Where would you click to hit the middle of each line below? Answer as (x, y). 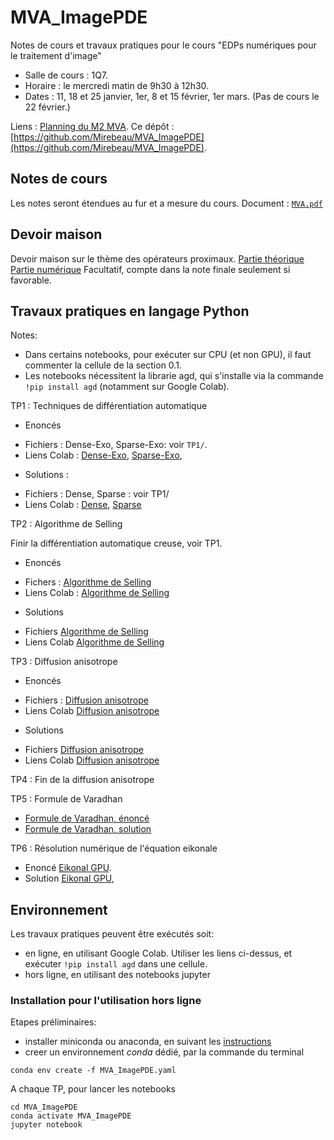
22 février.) (47, 107)
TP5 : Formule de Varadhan (66, 799)
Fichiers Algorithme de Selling (86, 632)
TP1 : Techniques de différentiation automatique (109, 406)
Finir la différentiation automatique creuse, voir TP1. (116, 543)
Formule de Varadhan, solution (88, 829)
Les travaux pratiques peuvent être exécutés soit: (112, 934)
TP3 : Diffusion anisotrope (64, 662)
